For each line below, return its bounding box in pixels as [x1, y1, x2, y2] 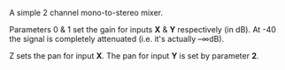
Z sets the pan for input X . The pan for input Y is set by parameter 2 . [9, 51, 259, 60]
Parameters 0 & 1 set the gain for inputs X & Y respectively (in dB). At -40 [9, 24, 277, 34]
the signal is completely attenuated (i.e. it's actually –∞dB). [9, 34, 225, 44]
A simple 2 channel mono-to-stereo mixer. [9, 8, 164, 17]
